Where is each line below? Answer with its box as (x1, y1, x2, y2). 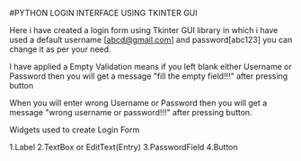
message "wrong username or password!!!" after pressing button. (9, 107, 253, 117)
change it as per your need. (9, 44, 111, 55)
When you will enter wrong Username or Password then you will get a (9, 97, 268, 108)
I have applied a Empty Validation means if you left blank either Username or (9, 62, 292, 72)
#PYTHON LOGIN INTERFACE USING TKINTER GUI (9, 8, 198, 18)
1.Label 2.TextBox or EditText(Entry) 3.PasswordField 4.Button (9, 142, 238, 152)
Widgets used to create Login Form (9, 124, 140, 135)
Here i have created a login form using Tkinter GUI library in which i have (9, 25, 279, 35)
